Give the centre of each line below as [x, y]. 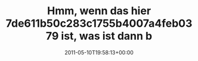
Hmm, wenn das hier [99, 11]
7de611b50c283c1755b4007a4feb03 [99, 23]
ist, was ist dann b [107, 36]
